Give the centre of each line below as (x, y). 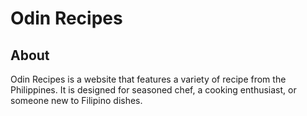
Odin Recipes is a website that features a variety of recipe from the (148, 79)
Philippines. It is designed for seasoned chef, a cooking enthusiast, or (153, 90)
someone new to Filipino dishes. (76, 100)
